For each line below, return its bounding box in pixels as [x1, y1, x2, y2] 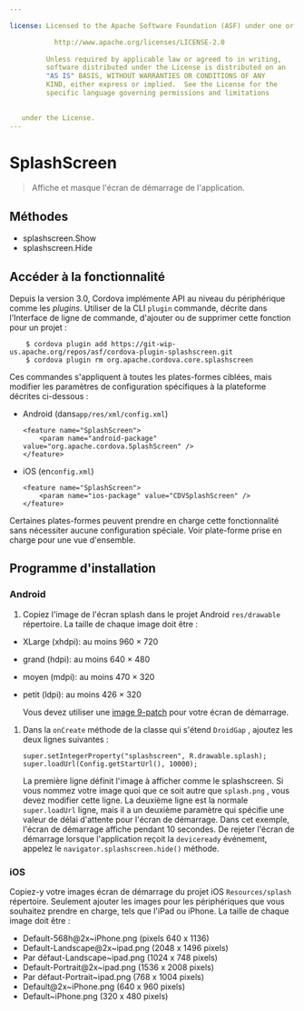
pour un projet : [9, 322, 68, 333]
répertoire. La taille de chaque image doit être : [22, 618, 198, 629]
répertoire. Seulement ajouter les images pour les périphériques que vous [9, 896, 285, 907]
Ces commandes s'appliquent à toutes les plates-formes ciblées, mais [9, 372, 272, 383]
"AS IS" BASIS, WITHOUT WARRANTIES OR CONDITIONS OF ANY [45, 72, 266, 81]
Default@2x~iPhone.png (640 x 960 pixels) [22, 981, 186, 992]
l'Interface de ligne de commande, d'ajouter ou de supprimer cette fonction [9, 313, 291, 324]
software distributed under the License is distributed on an [45, 63, 286, 73]
